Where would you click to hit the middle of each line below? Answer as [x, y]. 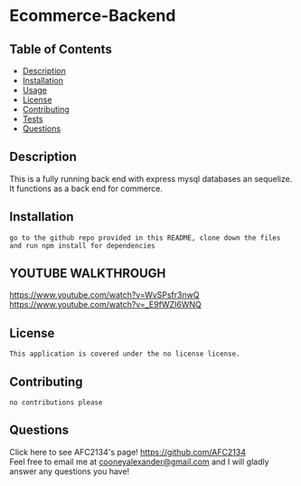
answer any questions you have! [70, 471]
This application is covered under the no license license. [125, 354]
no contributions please [56, 403]
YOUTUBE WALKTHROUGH [88, 274]
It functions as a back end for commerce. [86, 188]
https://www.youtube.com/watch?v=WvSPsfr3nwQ [104, 295]
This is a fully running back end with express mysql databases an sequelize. [151, 178]
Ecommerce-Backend [93, 16]
